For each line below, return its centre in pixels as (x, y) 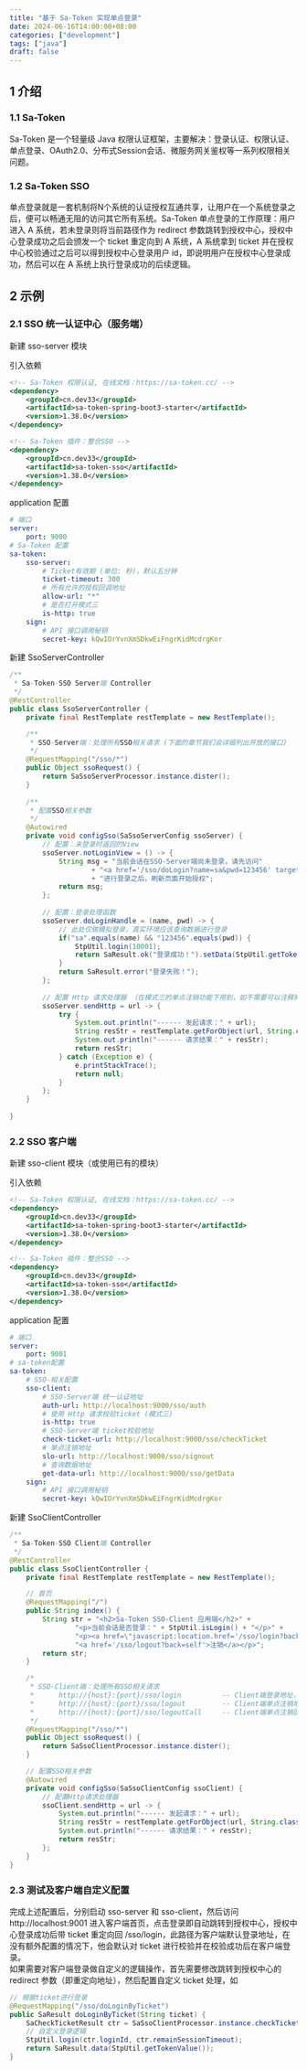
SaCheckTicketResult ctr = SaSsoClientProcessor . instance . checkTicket (163, 2023)
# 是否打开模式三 (70, 605)
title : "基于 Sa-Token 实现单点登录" (76, 18)
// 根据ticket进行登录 (48, 1997)
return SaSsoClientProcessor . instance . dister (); (137, 1746)
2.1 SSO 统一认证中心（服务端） (79, 324)
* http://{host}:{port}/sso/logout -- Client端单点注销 (162, 1703)
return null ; (100, 1074)
